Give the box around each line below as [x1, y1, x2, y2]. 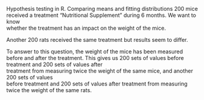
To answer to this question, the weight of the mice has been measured [6, 48, 183, 55]
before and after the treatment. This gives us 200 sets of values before [6, 55, 185, 61]
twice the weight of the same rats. [6, 87, 92, 93]
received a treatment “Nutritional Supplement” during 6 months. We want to [6, 12, 197, 19]
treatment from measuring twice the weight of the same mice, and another [6, 67, 194, 75]
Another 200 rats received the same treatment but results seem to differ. [6, 36, 189, 43]
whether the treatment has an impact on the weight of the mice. [6, 24, 166, 32]
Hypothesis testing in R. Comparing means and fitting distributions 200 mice [6, 5, 198, 12]
